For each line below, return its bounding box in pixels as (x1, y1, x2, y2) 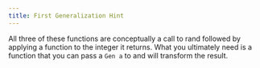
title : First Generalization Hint (8, 11, 125, 20)
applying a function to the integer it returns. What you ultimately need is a (8, 42, 252, 52)
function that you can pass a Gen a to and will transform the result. (8, 50, 229, 60)
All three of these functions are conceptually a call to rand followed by (8, 34, 241, 43)
